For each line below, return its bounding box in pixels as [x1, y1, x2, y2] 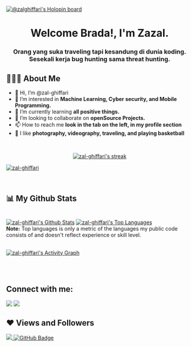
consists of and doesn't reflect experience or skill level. [6, 231, 141, 238]
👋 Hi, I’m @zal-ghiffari [14, 89, 69, 96]
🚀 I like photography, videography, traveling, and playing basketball [14, 130, 185, 137]
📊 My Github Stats [6, 194, 77, 204]
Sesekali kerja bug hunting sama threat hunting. [28, 55, 171, 64]
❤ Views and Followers [6, 318, 95, 328]
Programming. [14, 102, 52, 109]
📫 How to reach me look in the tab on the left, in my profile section [14, 121, 182, 128]
